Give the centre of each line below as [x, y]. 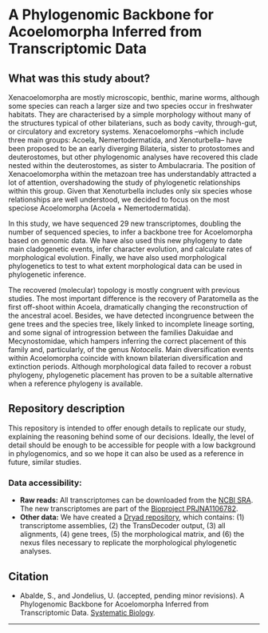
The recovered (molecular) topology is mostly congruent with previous [124, 290]
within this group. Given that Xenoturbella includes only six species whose [130, 191]
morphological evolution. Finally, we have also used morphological [118, 257]
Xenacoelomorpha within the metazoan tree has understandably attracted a [132, 174]
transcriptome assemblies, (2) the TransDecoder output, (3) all [122, 526]
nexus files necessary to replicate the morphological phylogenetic [128, 543]
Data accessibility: [45, 483]
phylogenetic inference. [47, 274]
